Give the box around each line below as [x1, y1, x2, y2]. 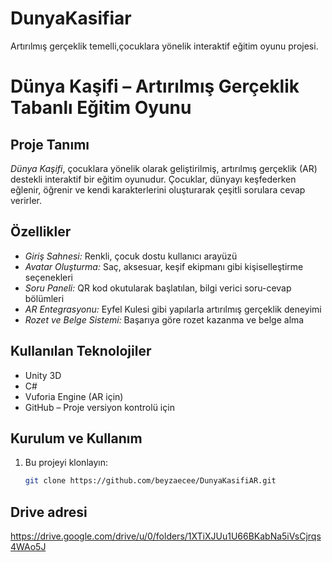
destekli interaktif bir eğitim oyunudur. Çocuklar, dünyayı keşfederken [10, 173, 297, 185]
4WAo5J [10, 541, 47, 553]
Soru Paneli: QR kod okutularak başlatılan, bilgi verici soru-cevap [24, 282, 292, 294]
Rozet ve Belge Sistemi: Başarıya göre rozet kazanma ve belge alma [24, 313, 305, 326]
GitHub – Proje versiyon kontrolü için [24, 401, 175, 413]
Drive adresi [10, 503, 88, 521]
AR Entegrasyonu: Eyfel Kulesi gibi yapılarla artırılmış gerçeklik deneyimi [24, 303, 322, 315]
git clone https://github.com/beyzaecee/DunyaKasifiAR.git [24, 476, 277, 486]
